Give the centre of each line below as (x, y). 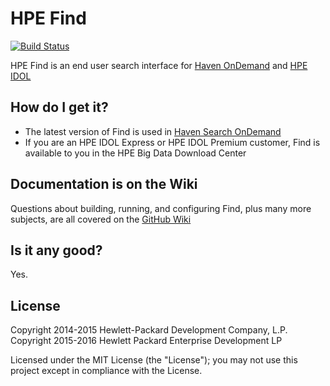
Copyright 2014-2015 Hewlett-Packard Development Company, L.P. (149, 330)
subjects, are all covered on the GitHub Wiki (101, 219)
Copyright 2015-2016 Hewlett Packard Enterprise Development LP (146, 341)
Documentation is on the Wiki (104, 184)
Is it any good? (56, 250)
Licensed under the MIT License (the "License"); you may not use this (154, 360)
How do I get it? (59, 107)
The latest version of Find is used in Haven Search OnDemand (153, 131)
